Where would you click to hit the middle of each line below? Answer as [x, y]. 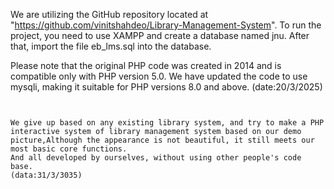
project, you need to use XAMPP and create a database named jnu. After [160, 35]
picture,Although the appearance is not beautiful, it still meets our [162, 140]
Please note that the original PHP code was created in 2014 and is [146, 65]
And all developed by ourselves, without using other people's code [156, 158]
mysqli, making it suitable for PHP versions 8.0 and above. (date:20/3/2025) [166, 87]
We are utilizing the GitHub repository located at [109, 14]
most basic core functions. [69, 149]
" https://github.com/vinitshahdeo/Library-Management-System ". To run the [166, 25]
